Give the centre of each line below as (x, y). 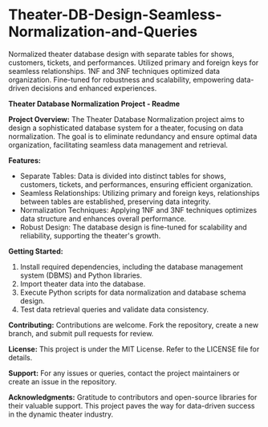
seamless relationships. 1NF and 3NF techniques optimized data (114, 71)
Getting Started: (36, 251)
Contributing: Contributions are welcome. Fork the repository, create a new (134, 325)
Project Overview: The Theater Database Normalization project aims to (126, 119)
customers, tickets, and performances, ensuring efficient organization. (136, 184)
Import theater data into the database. (83, 283)
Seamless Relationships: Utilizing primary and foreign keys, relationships (140, 193)
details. (20, 357)
